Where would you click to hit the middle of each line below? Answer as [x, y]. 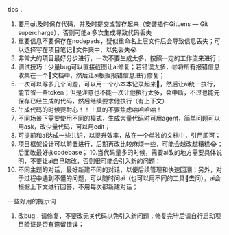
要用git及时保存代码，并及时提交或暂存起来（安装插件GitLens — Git [113, 24]
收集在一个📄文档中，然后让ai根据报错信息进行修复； [91, 75]
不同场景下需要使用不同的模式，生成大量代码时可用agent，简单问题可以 [119, 118]
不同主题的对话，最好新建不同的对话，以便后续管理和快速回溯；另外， [117, 170]
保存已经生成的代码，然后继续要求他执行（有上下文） [93, 101]
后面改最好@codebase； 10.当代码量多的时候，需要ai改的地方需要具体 [117, 152]
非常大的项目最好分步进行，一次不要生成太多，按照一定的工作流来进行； [120, 58]
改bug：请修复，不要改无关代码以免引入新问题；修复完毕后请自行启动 [116, 216]
